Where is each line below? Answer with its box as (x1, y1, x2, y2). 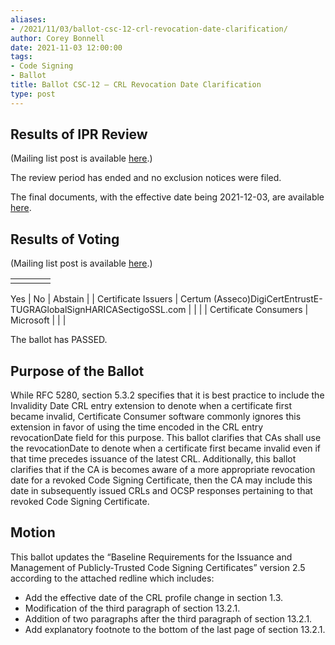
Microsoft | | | (10, 314, 67, 326)
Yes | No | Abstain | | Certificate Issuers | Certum (10, 293, 212, 305)
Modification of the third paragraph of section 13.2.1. (24, 602, 241, 614)
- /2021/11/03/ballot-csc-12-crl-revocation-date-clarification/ (10, 24, 288, 34)
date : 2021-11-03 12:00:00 (10, 42, 123, 53)
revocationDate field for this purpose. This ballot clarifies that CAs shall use (10, 432, 322, 444)
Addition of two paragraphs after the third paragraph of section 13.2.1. (24, 612, 313, 625)
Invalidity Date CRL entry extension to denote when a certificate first (10, 400, 292, 412)
